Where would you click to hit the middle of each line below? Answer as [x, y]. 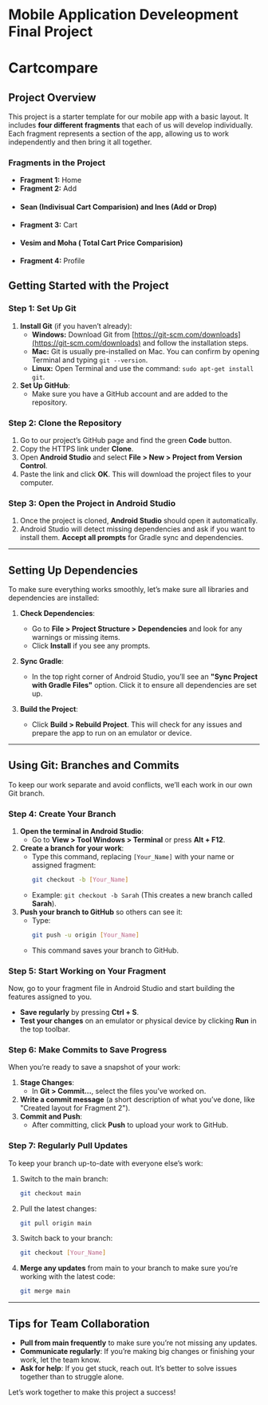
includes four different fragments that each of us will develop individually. [131, 125]
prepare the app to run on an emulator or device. [112, 732]
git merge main [45, 1291]
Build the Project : [49, 708]
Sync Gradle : [41, 661]
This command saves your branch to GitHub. [105, 950]
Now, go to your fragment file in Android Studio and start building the [122, 989]
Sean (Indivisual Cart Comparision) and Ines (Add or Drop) [118, 207]
